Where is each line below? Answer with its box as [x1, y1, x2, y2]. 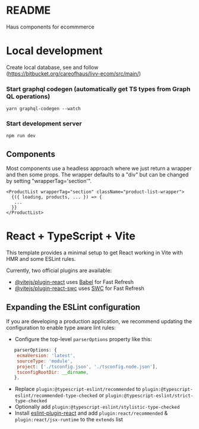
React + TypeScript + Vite [6, 229, 135, 243]
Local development [6, 44, 103, 58]
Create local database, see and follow [6, 64, 99, 71]
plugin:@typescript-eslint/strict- [105, 393, 194, 399]
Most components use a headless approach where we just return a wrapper [6, 165, 192, 172]
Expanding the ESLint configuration [6, 302, 141, 312]
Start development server [6, 119, 82, 128]
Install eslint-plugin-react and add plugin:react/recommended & [14, 409, 168, 417]
